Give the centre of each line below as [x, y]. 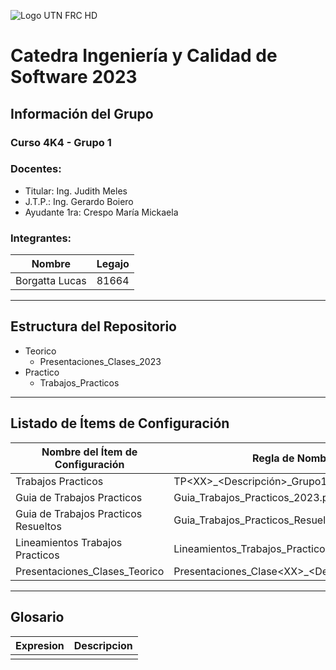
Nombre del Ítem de [89, 452]
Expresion [40, 645]
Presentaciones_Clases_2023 [100, 361]
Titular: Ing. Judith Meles [76, 191]
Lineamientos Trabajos [69, 542]
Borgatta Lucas [51, 281]
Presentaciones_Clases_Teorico [90, 571]
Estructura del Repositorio [93, 326]
